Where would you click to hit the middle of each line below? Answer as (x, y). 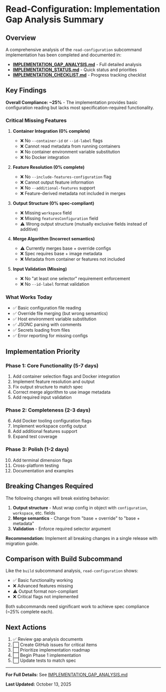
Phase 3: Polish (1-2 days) (37, 449)
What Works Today (29, 297)
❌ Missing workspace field (46, 213)
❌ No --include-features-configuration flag (66, 177)
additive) (29, 229)
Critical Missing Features (36, 120)
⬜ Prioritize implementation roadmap (51, 650)
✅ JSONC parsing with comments (47, 325)
